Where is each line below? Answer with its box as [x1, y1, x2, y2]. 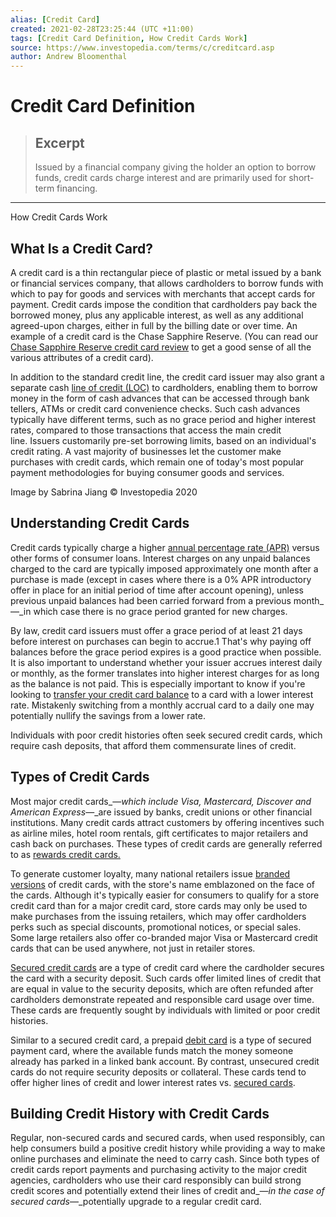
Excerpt [34, 134, 85, 151]
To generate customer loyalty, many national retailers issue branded [10, 867, 291, 880]
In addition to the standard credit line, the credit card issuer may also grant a [10, 371, 325, 383]
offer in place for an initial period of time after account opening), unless [10, 584, 304, 596]
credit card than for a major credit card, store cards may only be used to [10, 899, 308, 911]
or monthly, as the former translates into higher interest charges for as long [10, 667, 320, 679]
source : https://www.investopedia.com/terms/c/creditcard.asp [10, 42, 275, 53]
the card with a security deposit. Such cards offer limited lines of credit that [10, 972, 322, 984]
